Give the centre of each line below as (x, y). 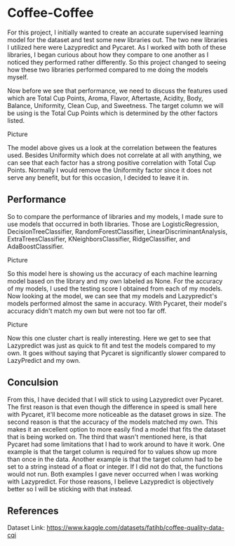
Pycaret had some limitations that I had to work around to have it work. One (116, 444)
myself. (18, 77)
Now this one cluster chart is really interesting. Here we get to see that (109, 338)
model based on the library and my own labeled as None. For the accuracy (115, 281)
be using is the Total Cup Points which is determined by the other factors (113, 113)
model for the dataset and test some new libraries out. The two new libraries (117, 39)
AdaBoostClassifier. (36, 246)
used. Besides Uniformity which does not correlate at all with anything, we (115, 155)
